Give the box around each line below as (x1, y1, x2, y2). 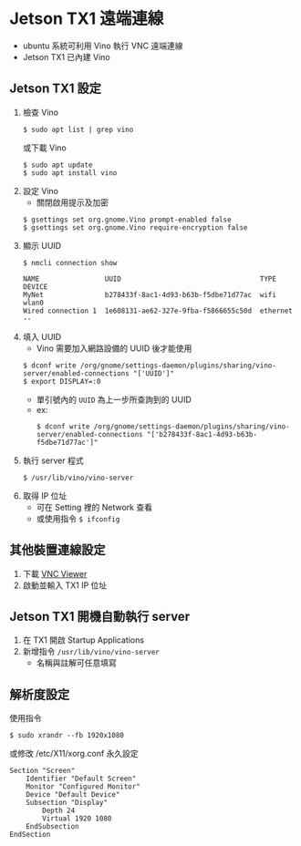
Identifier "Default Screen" (26, 774, 137, 784)
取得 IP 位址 (22, 490, 67, 501)
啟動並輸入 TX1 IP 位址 (22, 580, 108, 591)
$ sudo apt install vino (22, 168, 118, 178)
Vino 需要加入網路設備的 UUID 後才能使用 (36, 343, 192, 354)
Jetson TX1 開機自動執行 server (9, 608, 190, 624)
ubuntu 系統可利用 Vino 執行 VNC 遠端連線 (22, 40, 183, 51)
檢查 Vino (22, 107, 59, 118)
